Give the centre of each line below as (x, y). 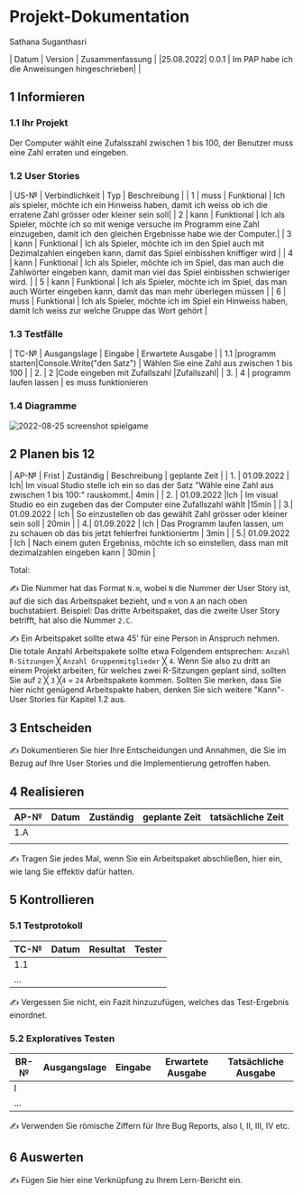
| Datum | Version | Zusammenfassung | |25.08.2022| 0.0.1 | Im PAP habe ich (151, 59)
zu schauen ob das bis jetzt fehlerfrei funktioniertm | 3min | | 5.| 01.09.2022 (150, 533)
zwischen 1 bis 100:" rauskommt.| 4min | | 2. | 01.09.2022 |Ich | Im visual (144, 495)
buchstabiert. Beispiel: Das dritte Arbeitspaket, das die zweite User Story (145, 611)
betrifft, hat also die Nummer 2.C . (71, 620)
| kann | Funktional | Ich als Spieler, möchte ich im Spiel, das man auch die (147, 262)
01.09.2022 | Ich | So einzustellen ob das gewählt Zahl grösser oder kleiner (149, 514)
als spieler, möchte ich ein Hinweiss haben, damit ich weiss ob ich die (138, 204)
